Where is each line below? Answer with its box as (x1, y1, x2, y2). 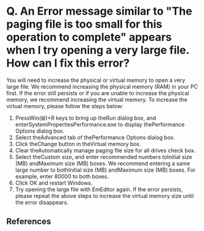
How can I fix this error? (6, 56, 130, 70)
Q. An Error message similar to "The (6, 4, 192, 18)
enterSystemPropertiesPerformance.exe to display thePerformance (15, 120, 185, 128)
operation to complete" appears (6, 31, 172, 44)
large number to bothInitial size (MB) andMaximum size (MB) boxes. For (15, 166, 196, 174)
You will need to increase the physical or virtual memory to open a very (6, 76, 186, 84)
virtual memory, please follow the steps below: (6, 102, 124, 109)
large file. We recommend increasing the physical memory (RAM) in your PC (6, 82, 199, 90)
